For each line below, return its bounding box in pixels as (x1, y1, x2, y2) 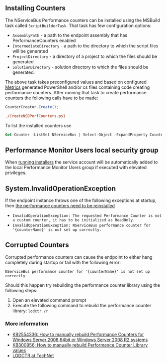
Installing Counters (5, 4, 66, 12)
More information (5, 320, 48, 327)
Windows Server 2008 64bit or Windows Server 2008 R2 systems (12, 337, 148, 343)
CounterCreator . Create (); (5, 104, 59, 109)
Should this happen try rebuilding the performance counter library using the (5, 282, 161, 288)
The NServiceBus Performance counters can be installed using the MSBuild (5, 17, 160, 23)
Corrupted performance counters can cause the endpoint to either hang (5, 254, 153, 260)
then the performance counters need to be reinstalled (5, 203, 115, 209)
